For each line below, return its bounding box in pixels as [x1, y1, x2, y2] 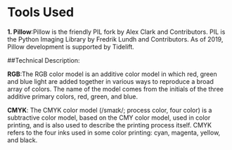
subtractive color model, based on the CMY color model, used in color [7, 113, 211, 122]
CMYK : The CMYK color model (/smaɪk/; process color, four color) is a [7, 106, 212, 114]
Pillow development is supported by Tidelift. [7, 42, 135, 51]
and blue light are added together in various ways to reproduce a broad [7, 77, 214, 85]
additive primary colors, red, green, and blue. [7, 92, 138, 101]
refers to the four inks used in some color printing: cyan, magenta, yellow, [7, 128, 221, 137]
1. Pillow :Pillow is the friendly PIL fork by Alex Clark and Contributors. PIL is [7, 27, 226, 36]
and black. [7, 135, 38, 144]
